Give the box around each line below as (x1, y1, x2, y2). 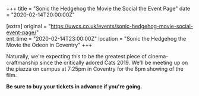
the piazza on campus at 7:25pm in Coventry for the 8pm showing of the (6, 65, 184, 72)
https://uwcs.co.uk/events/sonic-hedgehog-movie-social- (50, 23, 193, 29)
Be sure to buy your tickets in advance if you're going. (6, 83, 143, 90)
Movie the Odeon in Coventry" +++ (6, 41, 93, 48)
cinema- (147, 53, 169, 59)
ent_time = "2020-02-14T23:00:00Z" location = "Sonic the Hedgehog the (6, 35, 187, 42)
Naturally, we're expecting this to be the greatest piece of (6, 53, 147, 59)
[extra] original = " (6, 23, 51, 29)
